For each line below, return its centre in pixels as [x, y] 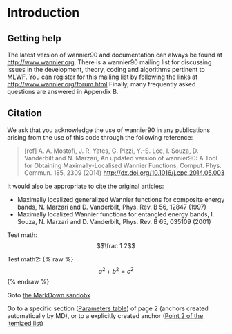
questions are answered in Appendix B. [63, 92]
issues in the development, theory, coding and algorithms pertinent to [106, 69]
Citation [25, 113]
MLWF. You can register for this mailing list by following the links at [103, 77]
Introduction [43, 13]
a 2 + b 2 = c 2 [116, 270]
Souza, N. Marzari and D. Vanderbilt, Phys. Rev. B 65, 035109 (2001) [114, 221]
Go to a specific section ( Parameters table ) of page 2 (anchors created [108, 308]
